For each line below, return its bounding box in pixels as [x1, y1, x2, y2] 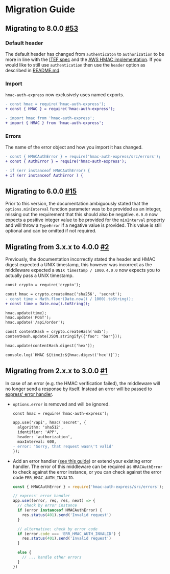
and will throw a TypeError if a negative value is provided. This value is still [5, 222, 162, 228]
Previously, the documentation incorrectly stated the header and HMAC [5, 256, 156, 262]
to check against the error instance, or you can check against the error [12, 469, 162, 475]
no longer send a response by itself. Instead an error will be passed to [5, 386, 152, 392]
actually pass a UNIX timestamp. [5, 272, 74, 279]
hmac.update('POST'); [5, 315, 52, 321]
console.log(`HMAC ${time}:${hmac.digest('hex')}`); [5, 352, 120, 357]
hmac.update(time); [5, 310, 47, 315]
